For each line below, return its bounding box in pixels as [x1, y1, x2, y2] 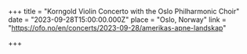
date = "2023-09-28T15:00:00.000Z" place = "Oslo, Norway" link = [8, 15, 227, 24]
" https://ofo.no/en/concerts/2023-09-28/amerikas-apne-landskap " [8, 23, 227, 32]
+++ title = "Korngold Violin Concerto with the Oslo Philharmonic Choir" [8, 7, 240, 16]
